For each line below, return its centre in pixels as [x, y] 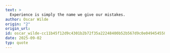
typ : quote [17, 43]
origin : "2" [18, 24]
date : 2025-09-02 [24, 38]
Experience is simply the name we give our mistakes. [68, 15]
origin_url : [18, 29]
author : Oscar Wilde [27, 19]
